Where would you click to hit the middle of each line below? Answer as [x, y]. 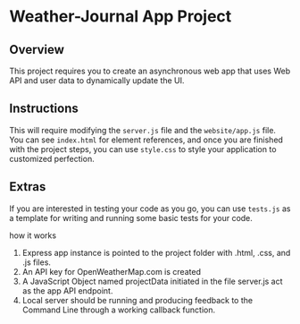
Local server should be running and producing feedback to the [137, 300]
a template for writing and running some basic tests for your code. [131, 217]
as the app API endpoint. [67, 290]
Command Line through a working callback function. [119, 310]
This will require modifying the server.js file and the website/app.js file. [143, 130]
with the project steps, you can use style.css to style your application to [143, 149]
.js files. [37, 262]
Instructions [44, 109]
